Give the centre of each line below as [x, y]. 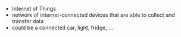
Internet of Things [34, 9]
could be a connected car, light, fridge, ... [62, 27]
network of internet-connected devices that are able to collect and [93, 15]
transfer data [28, 21]
